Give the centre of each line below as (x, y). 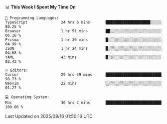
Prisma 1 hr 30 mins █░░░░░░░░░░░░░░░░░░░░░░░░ (83, 40)
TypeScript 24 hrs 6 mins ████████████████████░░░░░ (83, 22)
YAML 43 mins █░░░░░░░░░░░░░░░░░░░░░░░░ (83, 57)
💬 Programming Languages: (32, 18)
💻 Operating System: (27, 97)
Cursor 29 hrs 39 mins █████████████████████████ (83, 75)
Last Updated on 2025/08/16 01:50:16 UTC (49, 116)
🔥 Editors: (17, 70)
